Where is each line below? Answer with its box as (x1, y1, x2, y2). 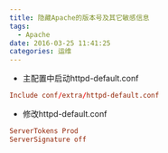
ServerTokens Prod (9, 127, 79, 136)
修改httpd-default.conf (22, 109, 107, 119)
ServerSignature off (9, 135, 88, 144)
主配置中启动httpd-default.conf (22, 73, 139, 84)
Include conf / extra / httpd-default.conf (9, 91, 160, 100)
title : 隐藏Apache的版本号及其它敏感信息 (9, 13, 150, 23)
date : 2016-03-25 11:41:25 (9, 38, 111, 48)
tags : (9, 22, 30, 31)
